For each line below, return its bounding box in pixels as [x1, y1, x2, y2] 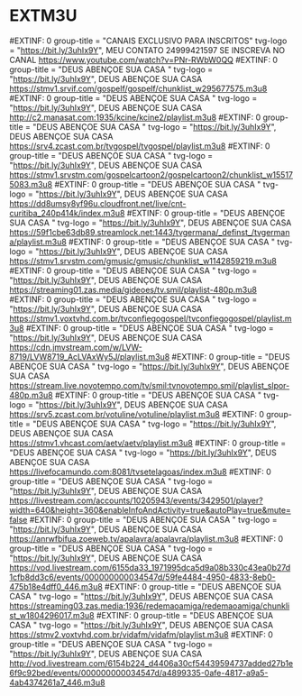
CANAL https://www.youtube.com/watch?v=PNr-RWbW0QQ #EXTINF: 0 [9, 54, 278, 65]
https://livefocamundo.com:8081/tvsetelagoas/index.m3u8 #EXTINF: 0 [9, 466, 272, 477]
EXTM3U [9, 5, 78, 26]
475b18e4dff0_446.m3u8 [9, 581, 104, 591]
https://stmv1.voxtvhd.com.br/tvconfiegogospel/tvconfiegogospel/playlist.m [9, 313, 292, 324]
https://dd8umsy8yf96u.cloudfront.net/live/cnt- [9, 197, 187, 208]
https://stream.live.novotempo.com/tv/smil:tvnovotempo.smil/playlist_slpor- [9, 380, 290, 390]
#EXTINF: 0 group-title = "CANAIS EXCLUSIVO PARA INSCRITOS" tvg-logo [9, 35, 288, 46]
